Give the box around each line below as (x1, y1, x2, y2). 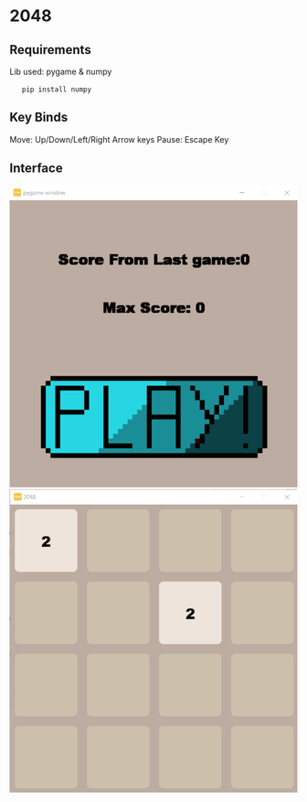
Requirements (9, 42, 91, 58)
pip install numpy (21, 85, 92, 94)
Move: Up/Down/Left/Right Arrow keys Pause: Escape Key (9, 134, 229, 144)
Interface (9, 161, 63, 176)
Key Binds (9, 110, 69, 125)
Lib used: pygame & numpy (9, 66, 112, 77)
